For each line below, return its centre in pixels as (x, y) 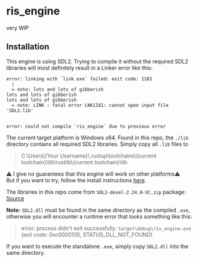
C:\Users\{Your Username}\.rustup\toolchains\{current (89, 156)
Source (15, 198)
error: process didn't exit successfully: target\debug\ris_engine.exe (106, 228)
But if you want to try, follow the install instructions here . (76, 180)
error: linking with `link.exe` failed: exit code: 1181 (79, 79)
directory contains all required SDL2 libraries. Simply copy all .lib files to (97, 144)
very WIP (18, 28)
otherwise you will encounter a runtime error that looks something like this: (99, 216)
